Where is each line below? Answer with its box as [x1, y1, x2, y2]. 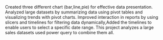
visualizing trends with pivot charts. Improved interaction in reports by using [5, 14, 159, 20]
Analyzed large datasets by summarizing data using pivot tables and [5, 9, 143, 15]
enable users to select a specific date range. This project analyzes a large [5, 25, 154, 30]
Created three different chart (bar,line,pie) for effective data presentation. [5, 4, 153, 10]
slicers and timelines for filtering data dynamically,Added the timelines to [5, 19, 152, 25]
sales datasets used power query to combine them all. [5, 30, 114, 35]
